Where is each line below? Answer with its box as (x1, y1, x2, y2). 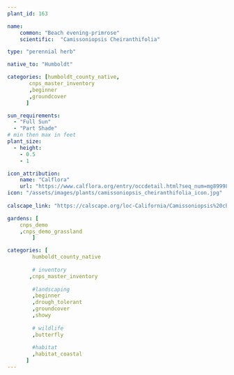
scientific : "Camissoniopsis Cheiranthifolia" (19, 36, 160, 43)
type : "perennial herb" (7, 48, 77, 56)
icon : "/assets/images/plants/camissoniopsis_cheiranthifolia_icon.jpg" (7, 190, 223, 197)
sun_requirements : (7, 112, 61, 119)
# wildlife (32, 325, 64, 332)
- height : (13, 144, 42, 151)
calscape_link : (7, 202, 52, 209)
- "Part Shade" (13, 125, 58, 132)
